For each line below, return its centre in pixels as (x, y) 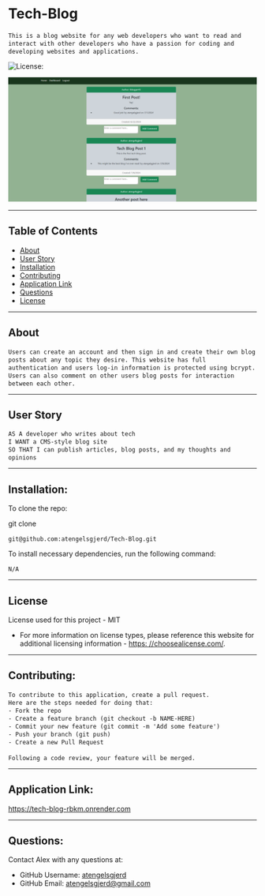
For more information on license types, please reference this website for (137, 635)
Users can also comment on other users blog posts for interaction (121, 376)
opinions (22, 458)
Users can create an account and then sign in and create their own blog (132, 352)
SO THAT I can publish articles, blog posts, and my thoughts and (119, 450)
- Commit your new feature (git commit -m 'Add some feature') (114, 726)
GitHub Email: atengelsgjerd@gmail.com (85, 883)
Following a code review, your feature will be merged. (102, 758)
